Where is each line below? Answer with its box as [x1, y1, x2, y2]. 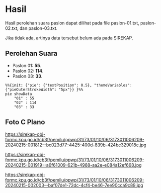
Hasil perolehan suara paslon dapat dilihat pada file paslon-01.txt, [5, 20, 140, 26]
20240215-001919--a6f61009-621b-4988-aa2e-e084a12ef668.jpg [5, 162, 142, 168]
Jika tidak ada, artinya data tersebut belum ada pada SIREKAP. [5, 35, 133, 41]
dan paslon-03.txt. [19, 25, 58, 31]
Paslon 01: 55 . [12, 62, 41, 68]
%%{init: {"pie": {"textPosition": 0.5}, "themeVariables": [5, 83, 133, 88]
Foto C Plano [5, 118, 45, 126]
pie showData [5, 91, 32, 96]
